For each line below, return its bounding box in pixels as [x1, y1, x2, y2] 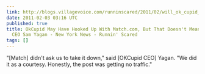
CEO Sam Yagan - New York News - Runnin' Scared [12, 32, 138, 38]
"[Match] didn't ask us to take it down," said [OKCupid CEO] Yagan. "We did [6, 54, 197, 61]
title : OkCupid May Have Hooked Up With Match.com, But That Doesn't [6, 26, 187, 32]
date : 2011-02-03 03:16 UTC [6, 15, 78, 21]
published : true [6, 20, 48, 26]
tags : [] [6, 37, 29, 43]
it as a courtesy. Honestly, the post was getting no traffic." [6, 61, 153, 68]
